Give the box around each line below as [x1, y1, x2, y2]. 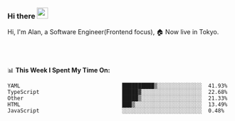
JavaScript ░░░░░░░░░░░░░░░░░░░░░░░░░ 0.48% [7, 107, 224, 115]
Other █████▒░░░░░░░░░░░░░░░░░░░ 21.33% [7, 95, 228, 102]
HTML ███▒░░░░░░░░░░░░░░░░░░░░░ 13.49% [7, 101, 228, 108]
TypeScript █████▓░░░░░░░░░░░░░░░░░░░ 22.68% [7, 89, 228, 96]
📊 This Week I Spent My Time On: [7, 66, 110, 75]
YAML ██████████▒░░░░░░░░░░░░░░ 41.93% [7, 83, 228, 90]
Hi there [7, 11, 36, 21]
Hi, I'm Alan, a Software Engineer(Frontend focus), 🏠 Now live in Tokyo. [7, 28, 219, 36]
